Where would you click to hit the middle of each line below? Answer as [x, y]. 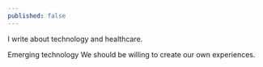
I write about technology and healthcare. [75, 39]
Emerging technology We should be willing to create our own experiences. [131, 54]
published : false [37, 16]
